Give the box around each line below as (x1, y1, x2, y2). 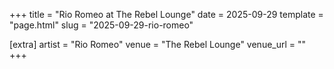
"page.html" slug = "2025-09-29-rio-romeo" (9, 19, 194, 31)
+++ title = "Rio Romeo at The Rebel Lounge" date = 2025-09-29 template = (9, 9, 324, 20)
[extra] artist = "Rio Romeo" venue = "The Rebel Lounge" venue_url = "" (9, 39, 307, 50)
